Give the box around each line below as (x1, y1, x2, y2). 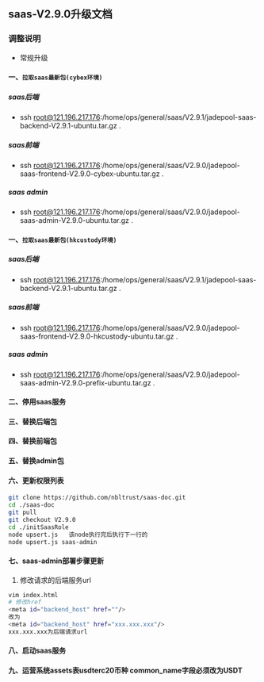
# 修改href (8, 598, 42, 607)
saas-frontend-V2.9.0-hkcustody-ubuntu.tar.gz (19, 331, 174, 341)
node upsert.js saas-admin (8, 538, 98, 546)
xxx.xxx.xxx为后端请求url (8, 627, 88, 636)
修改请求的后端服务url (19, 575, 91, 584)
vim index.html (8, 591, 59, 599)
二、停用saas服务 (8, 397, 66, 407)
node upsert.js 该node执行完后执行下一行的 (8, 531, 148, 538)
